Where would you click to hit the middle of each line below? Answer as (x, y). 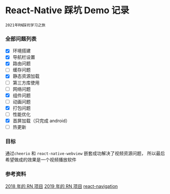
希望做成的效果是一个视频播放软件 (41, 160)
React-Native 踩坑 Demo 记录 (67, 10)
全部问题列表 (21, 38)
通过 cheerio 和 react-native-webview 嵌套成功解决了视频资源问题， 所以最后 (85, 153)
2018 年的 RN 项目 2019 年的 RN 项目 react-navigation (62, 186)
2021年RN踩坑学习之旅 (25, 25)
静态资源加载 (26, 76)
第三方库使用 (26, 83)
